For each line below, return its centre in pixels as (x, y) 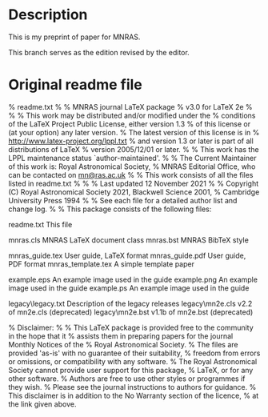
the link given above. (42, 404)
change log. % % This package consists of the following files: (110, 209)
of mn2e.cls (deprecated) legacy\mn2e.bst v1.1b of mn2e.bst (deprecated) (131, 312)
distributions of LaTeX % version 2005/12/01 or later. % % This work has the (134, 149)
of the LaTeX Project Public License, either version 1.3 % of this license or (129, 124)
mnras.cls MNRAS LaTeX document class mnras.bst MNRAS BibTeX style (129, 240)
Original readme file (75, 85)
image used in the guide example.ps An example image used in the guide (129, 288)
